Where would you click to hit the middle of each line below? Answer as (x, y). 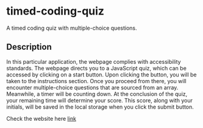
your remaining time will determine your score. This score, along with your (100, 100)
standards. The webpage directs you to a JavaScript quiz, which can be (97, 68)
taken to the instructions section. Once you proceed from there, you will (97, 81)
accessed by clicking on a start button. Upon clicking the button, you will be (101, 75)
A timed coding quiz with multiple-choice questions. (72, 28)
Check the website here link (41, 118)
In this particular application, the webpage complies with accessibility (94, 61)
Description (29, 47)
